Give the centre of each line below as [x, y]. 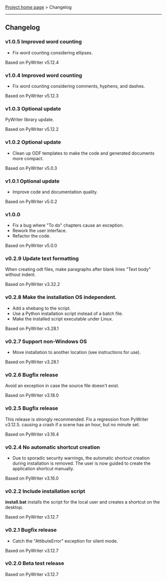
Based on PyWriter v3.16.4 [32, 434]
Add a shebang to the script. [42, 308]
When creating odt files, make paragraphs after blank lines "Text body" [78, 270]
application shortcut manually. [43, 468]
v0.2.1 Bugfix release [31, 530]
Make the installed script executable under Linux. [63, 318]
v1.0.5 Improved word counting [43, 42]
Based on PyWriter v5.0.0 [31, 246]
